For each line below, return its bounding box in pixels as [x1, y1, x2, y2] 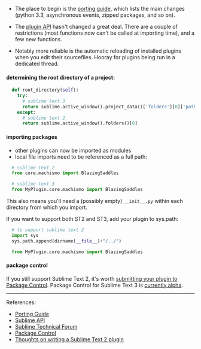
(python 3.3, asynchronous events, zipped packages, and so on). [14, 11, 175, 19]
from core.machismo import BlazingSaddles [11, 170, 119, 176]
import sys [11, 232, 39, 238]
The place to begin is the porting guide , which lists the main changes [14, 5, 185, 12]
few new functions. [14, 36, 63, 43]
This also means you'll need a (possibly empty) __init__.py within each [6, 198, 184, 205]
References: [6, 299, 36, 306]
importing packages [6, 133, 58, 140]
